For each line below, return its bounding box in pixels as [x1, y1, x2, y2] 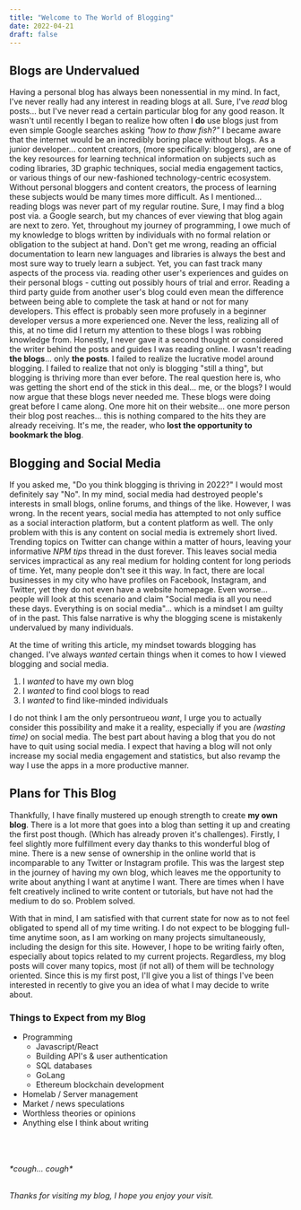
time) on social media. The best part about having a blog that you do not [9, 731, 276, 742]
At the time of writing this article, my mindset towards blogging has [9, 640, 257, 650]
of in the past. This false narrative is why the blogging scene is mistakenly [9, 613, 282, 623]
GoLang [35, 1070, 65, 1081]
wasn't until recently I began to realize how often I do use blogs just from [9, 116, 279, 126]
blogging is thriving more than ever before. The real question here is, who [9, 373, 281, 384]
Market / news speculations [21, 1099, 125, 1110]
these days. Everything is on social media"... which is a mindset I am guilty [9, 603, 284, 614]
